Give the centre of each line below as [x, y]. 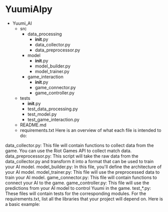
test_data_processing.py [53, 109]
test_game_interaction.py [53, 119]
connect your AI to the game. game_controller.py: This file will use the [77, 183]
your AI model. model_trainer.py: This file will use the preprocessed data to [82, 172]
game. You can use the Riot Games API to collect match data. [68, 151]
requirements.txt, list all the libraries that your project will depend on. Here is [84, 199]
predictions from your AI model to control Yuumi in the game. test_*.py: [78, 188]
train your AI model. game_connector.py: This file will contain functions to [81, 177]
